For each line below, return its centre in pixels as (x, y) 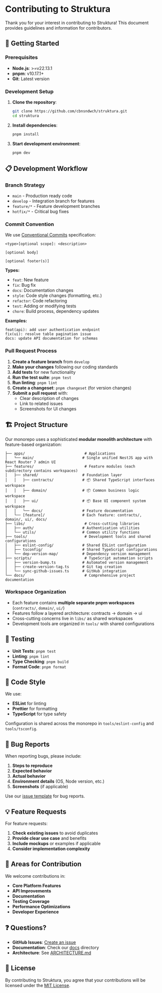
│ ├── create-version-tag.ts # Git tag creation (64, 567)
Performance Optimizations (41, 906)
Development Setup (29, 91)
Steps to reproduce (32, 766)
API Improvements (32, 891)
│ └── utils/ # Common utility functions (72, 532)
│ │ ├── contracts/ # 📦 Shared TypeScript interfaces (80, 480)
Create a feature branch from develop (51, 362)
